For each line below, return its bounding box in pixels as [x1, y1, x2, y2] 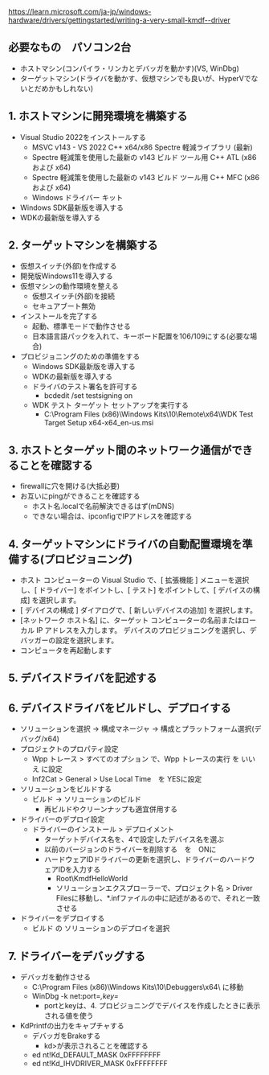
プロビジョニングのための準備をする [19, 351, 141, 361]
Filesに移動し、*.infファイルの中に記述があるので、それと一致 [55, 893, 261, 903]
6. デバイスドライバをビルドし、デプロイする [8, 701, 231, 715]
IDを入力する [58, 864, 101, 875]
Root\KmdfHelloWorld [55, 874, 128, 884]
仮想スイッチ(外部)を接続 [31, 291, 115, 301]
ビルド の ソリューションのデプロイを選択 [31, 924, 170, 933]
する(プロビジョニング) [18, 552, 132, 566]
